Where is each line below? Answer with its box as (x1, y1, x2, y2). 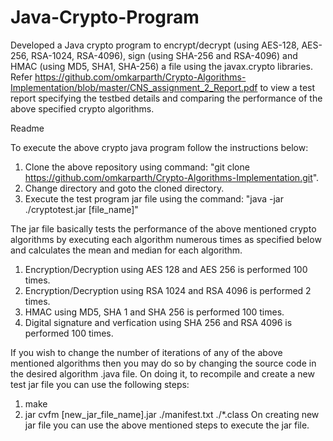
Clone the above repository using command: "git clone (24, 161, 250, 173)
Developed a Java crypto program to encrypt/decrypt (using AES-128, (10, 39, 300, 51)
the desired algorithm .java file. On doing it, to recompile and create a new (10, 367, 315, 380)
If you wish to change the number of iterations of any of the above (10, 346, 283, 358)
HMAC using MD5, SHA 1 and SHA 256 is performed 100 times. (24, 306, 285, 318)
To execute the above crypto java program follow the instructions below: (10, 141, 309, 153)
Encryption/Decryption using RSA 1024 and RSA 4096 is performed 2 (24, 284, 312, 296)
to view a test (259, 81, 316, 93)
